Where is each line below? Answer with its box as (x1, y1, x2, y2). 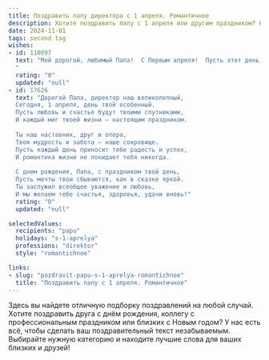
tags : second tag (8, 34, 66, 42)
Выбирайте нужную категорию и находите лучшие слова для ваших (8, 334, 242, 344)
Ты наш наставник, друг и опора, (15, 130, 127, 138)
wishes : (8, 42, 34, 50)
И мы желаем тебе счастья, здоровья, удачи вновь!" (15, 190, 192, 198)
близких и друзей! (8, 343, 70, 353)
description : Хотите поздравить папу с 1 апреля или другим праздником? (8, 19, 256, 27)
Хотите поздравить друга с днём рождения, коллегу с (8, 309, 195, 318)
